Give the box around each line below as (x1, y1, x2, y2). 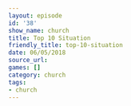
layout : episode (8, 11, 62, 20)
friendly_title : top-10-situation (8, 41, 124, 49)
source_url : (8, 57, 48, 65)
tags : (8, 78, 26, 86)
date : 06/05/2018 (8, 49, 66, 57)
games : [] (8, 64, 42, 72)
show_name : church (8, 26, 69, 34)
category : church (8, 71, 66, 79)
